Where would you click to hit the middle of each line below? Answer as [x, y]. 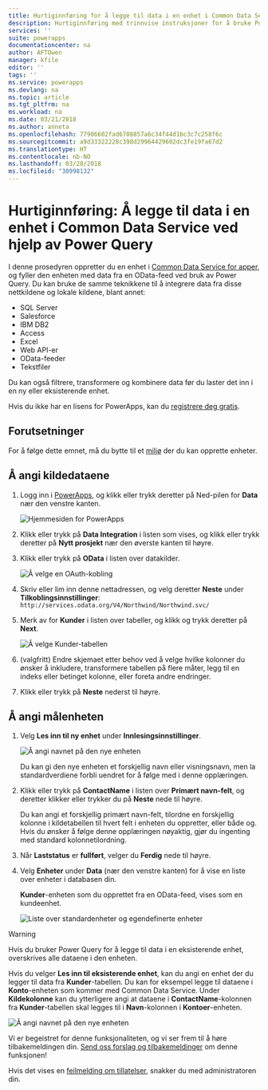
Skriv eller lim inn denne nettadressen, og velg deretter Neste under [132, 589]
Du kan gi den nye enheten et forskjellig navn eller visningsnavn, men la [138, 767]
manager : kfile [33, 61]
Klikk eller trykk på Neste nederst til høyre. [90, 691]
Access [32, 333]
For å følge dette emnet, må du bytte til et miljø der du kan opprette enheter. [133, 451]
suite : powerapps [37, 38]
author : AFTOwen [35, 53]
